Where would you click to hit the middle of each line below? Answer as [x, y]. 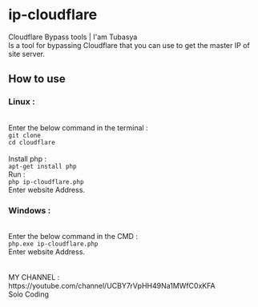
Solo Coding [29, 294]
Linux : [22, 102]
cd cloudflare [32, 142]
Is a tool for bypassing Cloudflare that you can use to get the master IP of [129, 45]
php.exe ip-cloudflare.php [53, 244]
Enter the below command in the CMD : [73, 236]
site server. [27, 54]
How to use [37, 79]
